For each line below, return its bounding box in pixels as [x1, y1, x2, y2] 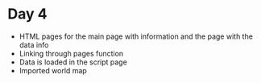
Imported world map [19, 65, 88, 75]
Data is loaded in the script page [19, 57, 128, 67]
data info [19, 39, 49, 49]
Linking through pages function [19, 48, 124, 58]
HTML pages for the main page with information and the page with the [19, 31, 253, 41]
